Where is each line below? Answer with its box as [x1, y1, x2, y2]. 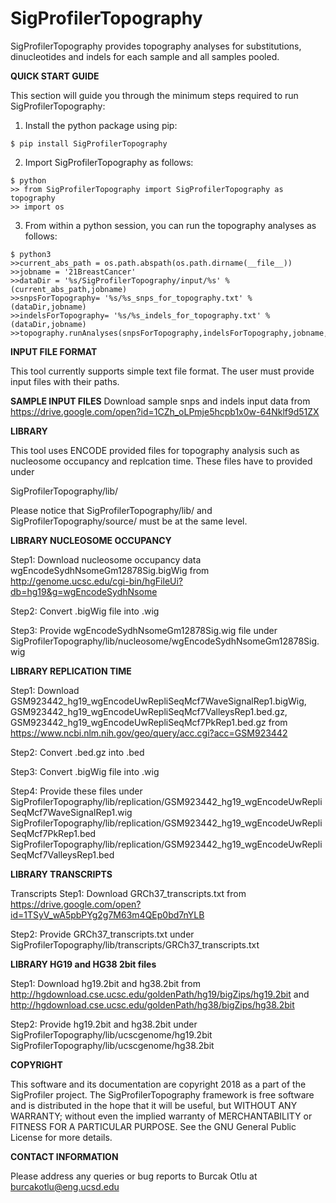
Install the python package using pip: [24, 119, 178, 131]
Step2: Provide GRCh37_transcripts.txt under [10, 928, 195, 940]
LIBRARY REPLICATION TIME [10, 665, 132, 677]
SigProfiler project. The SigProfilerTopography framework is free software [10, 1088, 315, 1101]
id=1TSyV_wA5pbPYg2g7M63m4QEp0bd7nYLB [10, 908, 205, 921]
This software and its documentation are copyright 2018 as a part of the [10, 1078, 307, 1090]
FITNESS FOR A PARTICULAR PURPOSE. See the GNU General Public [10, 1120, 297, 1132]
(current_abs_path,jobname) [10, 284, 128, 294]
